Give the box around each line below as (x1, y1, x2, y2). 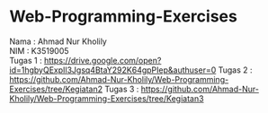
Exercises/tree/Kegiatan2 (9, 83, 103, 94)
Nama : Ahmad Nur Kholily (9, 36, 108, 47)
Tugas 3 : (104, 83, 139, 94)
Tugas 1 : (9, 55, 42, 65)
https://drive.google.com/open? (43, 55, 162, 65)
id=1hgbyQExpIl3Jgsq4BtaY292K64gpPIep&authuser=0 (9, 65, 217, 75)
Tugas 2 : (218, 65, 254, 75)
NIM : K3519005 (9, 45, 69, 56)
